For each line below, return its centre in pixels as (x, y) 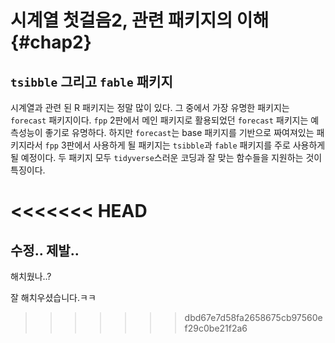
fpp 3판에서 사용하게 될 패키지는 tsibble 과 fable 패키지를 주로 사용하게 (185, 145)
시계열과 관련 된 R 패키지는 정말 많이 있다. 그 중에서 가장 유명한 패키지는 (150, 107)
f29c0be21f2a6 (216, 328)
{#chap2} (51, 42)
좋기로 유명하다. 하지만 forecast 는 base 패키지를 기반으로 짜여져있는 (179, 132)
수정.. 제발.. (45, 250)
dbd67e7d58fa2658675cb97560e (253, 317)
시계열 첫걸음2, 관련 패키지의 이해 (140, 20)
